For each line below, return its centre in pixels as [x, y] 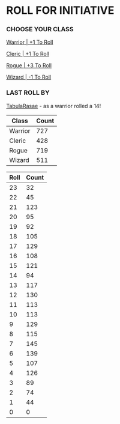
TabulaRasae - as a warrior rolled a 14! [54, 106]
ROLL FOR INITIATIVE [60, 11]
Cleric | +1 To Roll [28, 54]
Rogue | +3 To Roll [29, 65]
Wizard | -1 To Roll [29, 77]
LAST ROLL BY [28, 92]
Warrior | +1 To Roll [30, 42]
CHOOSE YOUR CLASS [40, 29]
